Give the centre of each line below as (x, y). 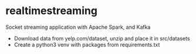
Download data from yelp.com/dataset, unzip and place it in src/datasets (102, 38)
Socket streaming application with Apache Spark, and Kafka (78, 27)
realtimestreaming (52, 11)
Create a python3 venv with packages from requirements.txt (87, 45)
